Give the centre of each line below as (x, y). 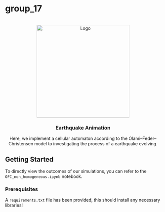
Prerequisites (21, 189)
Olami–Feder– (142, 138)
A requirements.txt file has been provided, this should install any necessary (83, 200)
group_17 (24, 9)
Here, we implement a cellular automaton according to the (69, 138)
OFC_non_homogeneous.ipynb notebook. (44, 176)
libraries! (14, 205)
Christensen (21, 144)
